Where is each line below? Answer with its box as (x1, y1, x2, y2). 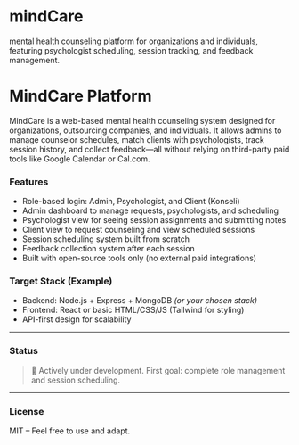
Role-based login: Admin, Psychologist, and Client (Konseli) (21, 196, 240, 207)
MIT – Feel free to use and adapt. (9, 425, 131, 436)
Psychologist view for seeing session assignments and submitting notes (21, 215, 287, 226)
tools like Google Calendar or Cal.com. (9, 153, 150, 164)
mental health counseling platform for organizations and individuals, (9, 36, 258, 46)
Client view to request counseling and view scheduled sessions (21, 225, 255, 235)
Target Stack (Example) (9, 275, 113, 287)
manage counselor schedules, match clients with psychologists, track (9, 134, 265, 144)
